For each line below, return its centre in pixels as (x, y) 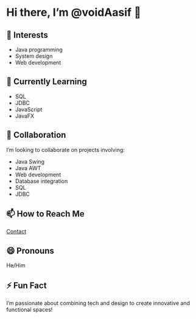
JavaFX (25, 116)
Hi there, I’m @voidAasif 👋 (74, 13)
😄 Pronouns (30, 250)
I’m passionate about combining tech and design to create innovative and (98, 303)
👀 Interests (27, 35)
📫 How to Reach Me (45, 214)
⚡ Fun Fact (26, 285)
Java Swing (30, 162)
